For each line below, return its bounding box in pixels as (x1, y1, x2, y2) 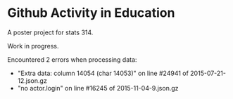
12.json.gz (17, 76, 47, 85)
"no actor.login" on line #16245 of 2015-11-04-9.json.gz (17, 84, 179, 92)
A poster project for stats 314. (7, 28, 94, 37)
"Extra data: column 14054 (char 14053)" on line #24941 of (17, 69, 189, 77)
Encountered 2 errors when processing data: (7, 55, 137, 64)
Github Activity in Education (7, 5, 175, 21)
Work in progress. (7, 41, 59, 50)
